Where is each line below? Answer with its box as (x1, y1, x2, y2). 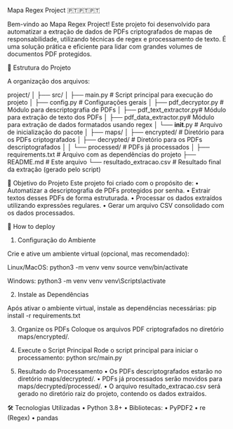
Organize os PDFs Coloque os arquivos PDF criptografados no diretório (17, 325, 225, 333)
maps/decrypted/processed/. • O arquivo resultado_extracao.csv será (17, 382, 221, 390)
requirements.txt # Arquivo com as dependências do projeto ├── (7, 150, 197, 159)
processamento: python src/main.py (17, 354, 123, 362)
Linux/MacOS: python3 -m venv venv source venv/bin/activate (7, 263, 188, 271)
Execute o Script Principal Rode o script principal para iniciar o (17, 346, 199, 354)
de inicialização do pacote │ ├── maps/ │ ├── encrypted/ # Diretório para (7, 128, 225, 136)
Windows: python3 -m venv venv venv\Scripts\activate (7, 277, 166, 285)
